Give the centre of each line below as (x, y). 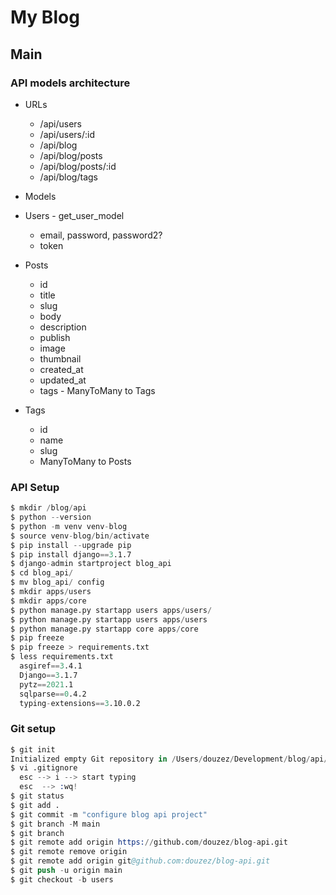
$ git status (37, 796)
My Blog (45, 17)
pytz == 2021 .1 (46, 684)
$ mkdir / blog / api (48, 508)
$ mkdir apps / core (48, 601)
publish (55, 337)
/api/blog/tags (68, 177)
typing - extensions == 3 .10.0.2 (80, 703)
